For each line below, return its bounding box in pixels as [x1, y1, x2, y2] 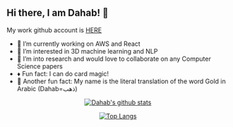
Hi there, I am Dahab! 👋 [6, 7, 109, 19]
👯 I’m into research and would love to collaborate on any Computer [16, 54, 211, 63]
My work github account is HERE [6, 25, 102, 34]
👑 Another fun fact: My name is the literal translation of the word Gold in [16, 77, 227, 85]
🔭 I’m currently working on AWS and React [16, 40, 141, 48]
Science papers [16, 61, 63, 71]
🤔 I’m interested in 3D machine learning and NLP [16, 47, 158, 55]
